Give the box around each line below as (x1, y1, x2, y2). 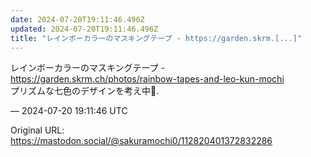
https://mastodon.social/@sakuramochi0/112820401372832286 (10, 135, 273, 147)
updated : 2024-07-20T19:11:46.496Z (10, 24, 159, 34)
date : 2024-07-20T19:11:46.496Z (10, 14, 145, 25)
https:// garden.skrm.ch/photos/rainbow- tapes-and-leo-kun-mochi (10, 73, 285, 85)
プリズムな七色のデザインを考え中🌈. (10, 85, 160, 97)
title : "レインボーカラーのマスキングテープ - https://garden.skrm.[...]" (10, 33, 302, 43)
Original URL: (10, 124, 65, 136)
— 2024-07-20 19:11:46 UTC (10, 105, 128, 117)
